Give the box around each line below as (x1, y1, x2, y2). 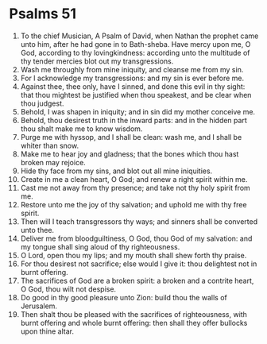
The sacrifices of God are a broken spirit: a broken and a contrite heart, (20, 276, 254, 285)
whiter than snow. (20, 141, 79, 150)
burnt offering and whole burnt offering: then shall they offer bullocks (20, 318, 248, 327)
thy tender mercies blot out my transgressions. (20, 56, 174, 66)
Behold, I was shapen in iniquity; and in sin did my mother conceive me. (20, 106, 256, 116)
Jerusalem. (20, 301, 58, 311)
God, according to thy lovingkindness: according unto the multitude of (20, 48, 250, 57)
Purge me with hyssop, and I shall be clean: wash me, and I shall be (20, 132, 242, 141)
